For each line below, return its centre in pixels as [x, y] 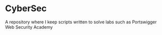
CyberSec [26, 9]
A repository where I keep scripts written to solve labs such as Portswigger [81, 22]
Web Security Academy [29, 27]
